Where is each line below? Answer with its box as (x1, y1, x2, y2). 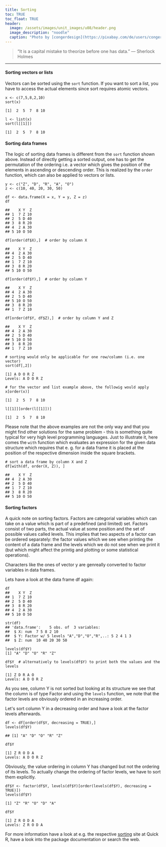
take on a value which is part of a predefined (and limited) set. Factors (5, 521, 148, 526)
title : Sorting (5, 7, 37, 12)
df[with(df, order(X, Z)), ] (5, 464, 65, 469)
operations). (5, 552, 30, 558)
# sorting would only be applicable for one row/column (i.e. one (5, 355, 145, 360)
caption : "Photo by (9, 35, 50, 40)
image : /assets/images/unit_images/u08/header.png (9, 26, 116, 31)
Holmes (17, 53, 33, 59)
